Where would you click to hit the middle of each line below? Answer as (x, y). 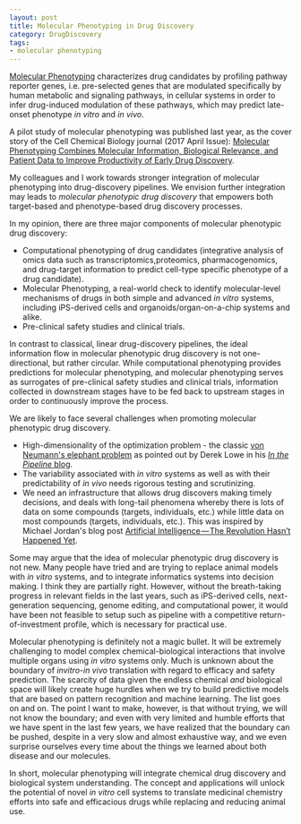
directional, (30, 363)
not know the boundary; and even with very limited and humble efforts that (147, 718)
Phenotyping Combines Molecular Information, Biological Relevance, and (144, 151)
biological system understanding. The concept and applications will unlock (147, 783)
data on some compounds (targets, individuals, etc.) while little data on (153, 512)
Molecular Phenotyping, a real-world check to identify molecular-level (151, 288)
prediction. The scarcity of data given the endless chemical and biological (146, 680)
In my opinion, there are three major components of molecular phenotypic (146, 224)
